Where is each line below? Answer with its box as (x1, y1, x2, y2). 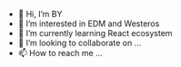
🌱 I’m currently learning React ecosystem (17, 28, 173, 38)
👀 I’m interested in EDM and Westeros (17, 18, 160, 29)
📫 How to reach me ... (17, 48, 103, 58)
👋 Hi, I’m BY (17, 9, 63, 19)
